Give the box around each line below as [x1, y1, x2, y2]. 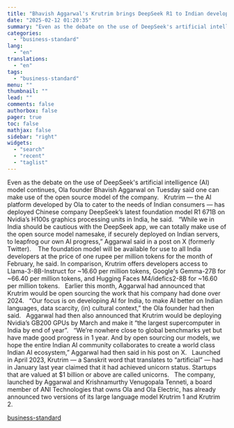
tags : [7, 68, 23, 75]
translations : [7, 56, 49, 63]
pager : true [7, 113, 42, 120]
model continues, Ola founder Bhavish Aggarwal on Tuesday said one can [7, 185, 219, 193]
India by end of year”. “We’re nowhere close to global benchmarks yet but [7, 326, 223, 334]
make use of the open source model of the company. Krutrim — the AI [7, 193, 212, 201]
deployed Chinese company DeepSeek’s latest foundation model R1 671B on [7, 207, 225, 216]
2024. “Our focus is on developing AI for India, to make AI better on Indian [7, 296, 223, 305]
